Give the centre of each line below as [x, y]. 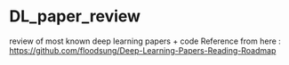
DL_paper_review [75, 16]
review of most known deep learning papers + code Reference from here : [145, 41]
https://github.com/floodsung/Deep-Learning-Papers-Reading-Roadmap [143, 50]
